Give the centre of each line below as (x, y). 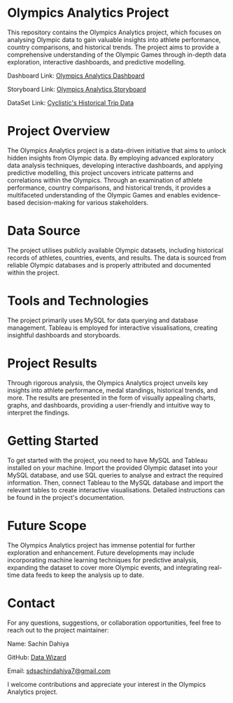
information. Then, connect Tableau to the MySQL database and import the (115, 482)
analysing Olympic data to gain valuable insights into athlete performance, (114, 39)
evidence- (206, 195)
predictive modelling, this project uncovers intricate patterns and (100, 172)
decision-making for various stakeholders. (88, 202)
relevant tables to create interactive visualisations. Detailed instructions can (116, 490)
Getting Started (53, 441)
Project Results (52, 363)
